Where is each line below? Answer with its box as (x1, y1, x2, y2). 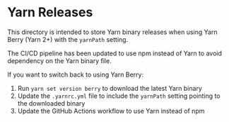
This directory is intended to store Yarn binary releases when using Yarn (7, 28, 218, 36)
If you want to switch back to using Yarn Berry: (7, 70, 143, 79)
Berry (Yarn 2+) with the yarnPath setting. (7, 35, 129, 43)
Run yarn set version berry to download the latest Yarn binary (17, 84, 203, 92)
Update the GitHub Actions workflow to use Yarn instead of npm (17, 106, 205, 115)
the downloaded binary (17, 99, 86, 107)
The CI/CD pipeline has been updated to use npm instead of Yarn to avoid (7, 49, 223, 57)
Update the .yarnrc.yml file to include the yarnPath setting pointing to (17, 91, 221, 100)
